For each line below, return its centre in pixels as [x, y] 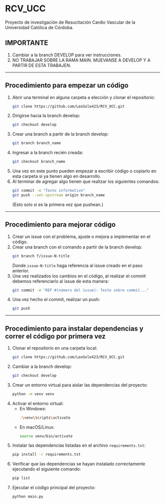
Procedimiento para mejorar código [60, 225]
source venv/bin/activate [46, 436]
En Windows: [33, 408]
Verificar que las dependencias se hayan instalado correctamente [79, 464]
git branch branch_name [37, 143]
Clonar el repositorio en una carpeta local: [55, 348]
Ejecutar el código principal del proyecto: [54, 488]
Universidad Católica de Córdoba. [39, 27]
